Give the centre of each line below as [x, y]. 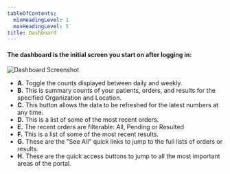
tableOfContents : [32, 13]
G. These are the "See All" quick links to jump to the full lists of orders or [120, 142]
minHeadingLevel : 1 [41, 20]
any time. [30, 112]
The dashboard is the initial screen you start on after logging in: [100, 54]
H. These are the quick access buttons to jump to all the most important [118, 156]
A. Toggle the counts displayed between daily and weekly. [100, 83]
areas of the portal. [44, 164]
